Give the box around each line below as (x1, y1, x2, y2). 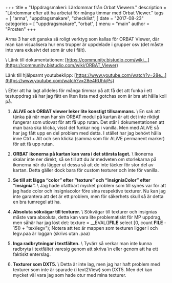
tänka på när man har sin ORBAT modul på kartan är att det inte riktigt (12, 114, 160, 120)
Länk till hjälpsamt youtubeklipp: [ (5, 72, 76, 78)
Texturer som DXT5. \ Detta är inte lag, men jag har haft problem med (12, 261, 160, 267)
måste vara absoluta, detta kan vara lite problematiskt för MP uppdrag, (12, 214, 162, 220)
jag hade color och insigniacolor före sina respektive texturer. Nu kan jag (12, 188, 166, 194)
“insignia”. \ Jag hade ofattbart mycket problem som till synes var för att (12, 183, 166, 188)
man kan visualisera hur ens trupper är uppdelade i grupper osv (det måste (5, 41, 164, 48)
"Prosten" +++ (5, 26, 36, 32)
